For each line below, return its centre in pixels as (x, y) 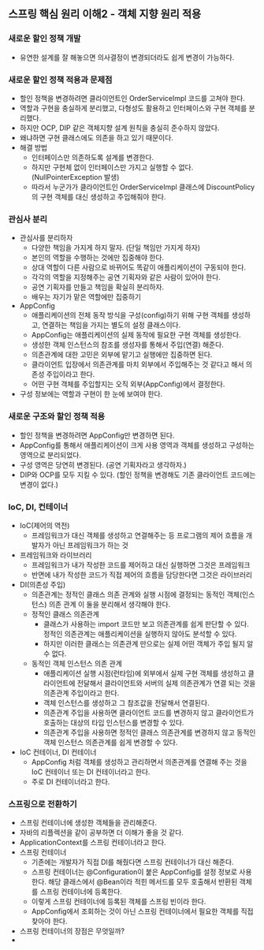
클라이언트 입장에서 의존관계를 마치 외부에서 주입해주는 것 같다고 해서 (138, 364)
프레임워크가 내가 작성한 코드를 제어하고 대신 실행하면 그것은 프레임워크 (141, 564)
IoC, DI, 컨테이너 (38, 507)
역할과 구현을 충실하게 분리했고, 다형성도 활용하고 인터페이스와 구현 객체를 (133, 108)
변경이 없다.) (39, 484)
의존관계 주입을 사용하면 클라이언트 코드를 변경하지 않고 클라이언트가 (149, 713)
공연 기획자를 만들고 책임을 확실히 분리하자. (98, 287)
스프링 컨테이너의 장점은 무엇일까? (72, 931)
